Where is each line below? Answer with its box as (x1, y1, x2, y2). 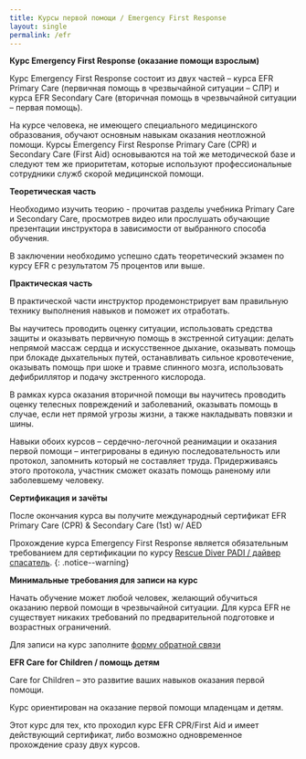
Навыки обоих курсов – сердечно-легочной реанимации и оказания (9, 436, 277, 448)
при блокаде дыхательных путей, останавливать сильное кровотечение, (9, 353, 294, 364)
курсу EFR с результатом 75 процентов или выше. (9, 260, 206, 271)
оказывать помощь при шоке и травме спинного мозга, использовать (9, 362, 284, 373)
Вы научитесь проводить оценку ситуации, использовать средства (9, 323, 273, 334)
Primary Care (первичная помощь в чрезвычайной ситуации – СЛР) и (9, 83, 280, 94)
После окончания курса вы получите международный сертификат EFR (9, 511, 287, 522)
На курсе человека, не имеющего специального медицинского (9, 120, 258, 131)
